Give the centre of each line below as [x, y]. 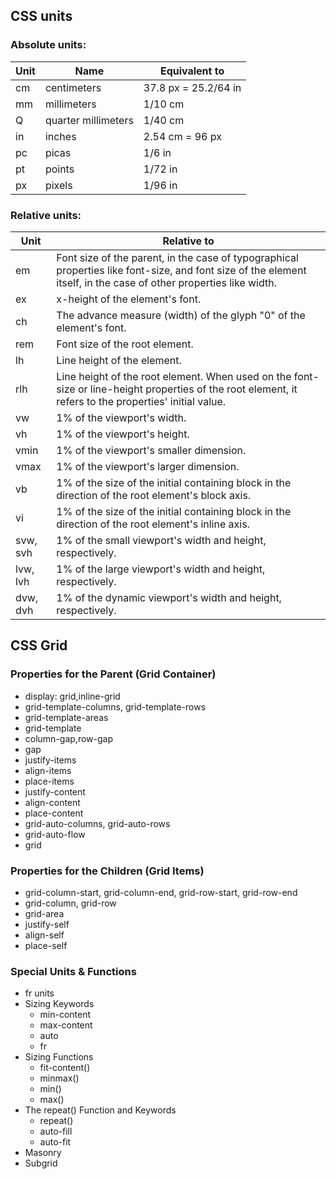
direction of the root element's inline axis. [153, 524]
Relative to [188, 241]
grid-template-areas [66, 717]
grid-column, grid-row [70, 903]
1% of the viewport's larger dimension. [148, 466]
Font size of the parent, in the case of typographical [177, 257]
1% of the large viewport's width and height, [161, 569]
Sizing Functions [59, 1057]
